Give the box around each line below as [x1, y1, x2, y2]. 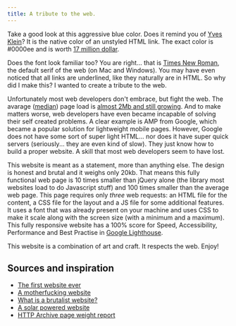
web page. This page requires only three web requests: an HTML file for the [7, 191, 228, 199]
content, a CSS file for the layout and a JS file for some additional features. [7, 198, 224, 207]
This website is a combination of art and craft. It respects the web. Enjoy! [7, 241, 220, 250]
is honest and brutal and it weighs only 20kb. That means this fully [7, 168, 200, 176]
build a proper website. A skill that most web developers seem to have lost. [7, 147, 225, 155]
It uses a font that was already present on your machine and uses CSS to [7, 205, 219, 214]
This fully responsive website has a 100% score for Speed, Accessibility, [7, 220, 218, 229]
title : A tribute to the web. [7, 10, 97, 18]
